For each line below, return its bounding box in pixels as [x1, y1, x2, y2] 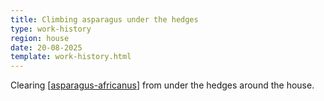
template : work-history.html [10, 52, 132, 62]
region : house [10, 33, 70, 43]
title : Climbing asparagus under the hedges [10, 14, 199, 25]
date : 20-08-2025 [10, 42, 83, 53]
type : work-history [10, 24, 92, 34]
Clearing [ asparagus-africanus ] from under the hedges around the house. [10, 79, 315, 91]
